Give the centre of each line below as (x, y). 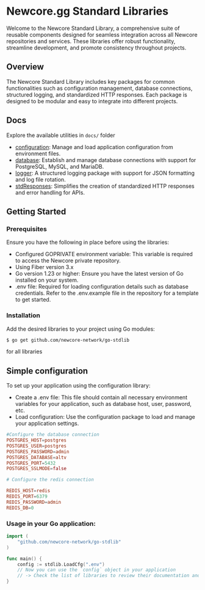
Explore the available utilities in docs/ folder (61, 135)
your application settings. (47, 424)
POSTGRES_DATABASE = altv (37, 457)
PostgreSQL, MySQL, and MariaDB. (59, 166)
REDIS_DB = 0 (20, 508)
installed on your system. (47, 280)
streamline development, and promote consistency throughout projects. (96, 48)
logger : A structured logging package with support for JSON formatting (105, 173)
